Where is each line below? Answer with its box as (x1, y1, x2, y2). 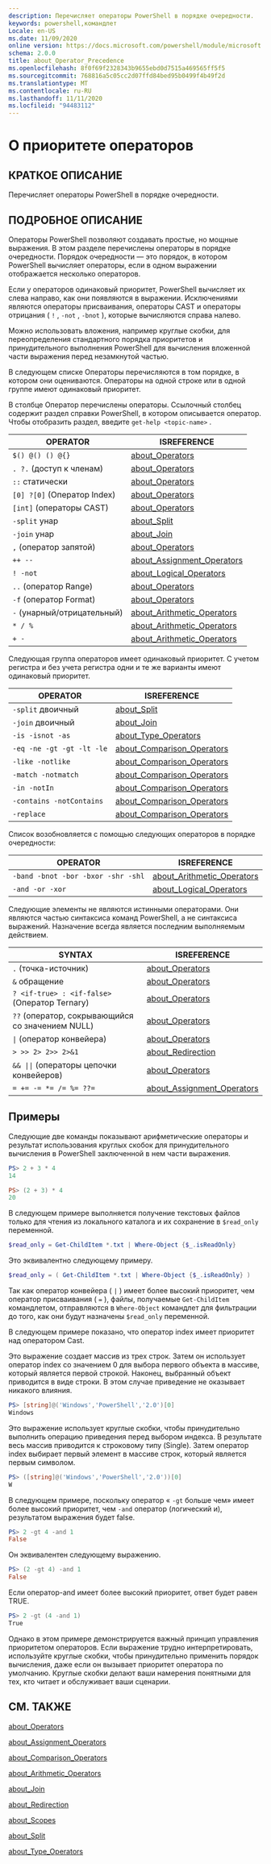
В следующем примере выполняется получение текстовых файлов (8, 1209, 240, 1218)
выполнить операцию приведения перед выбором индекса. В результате (8, 1432, 262, 1442)
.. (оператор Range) (12, 580, 94, 592)
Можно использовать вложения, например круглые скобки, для (8, 326, 231, 335)
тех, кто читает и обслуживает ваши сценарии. (8, 1676, 171, 1686)
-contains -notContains (12, 796, 104, 805)
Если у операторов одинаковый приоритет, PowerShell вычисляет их (8, 284, 246, 294)
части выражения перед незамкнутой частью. (8, 352, 169, 361)
